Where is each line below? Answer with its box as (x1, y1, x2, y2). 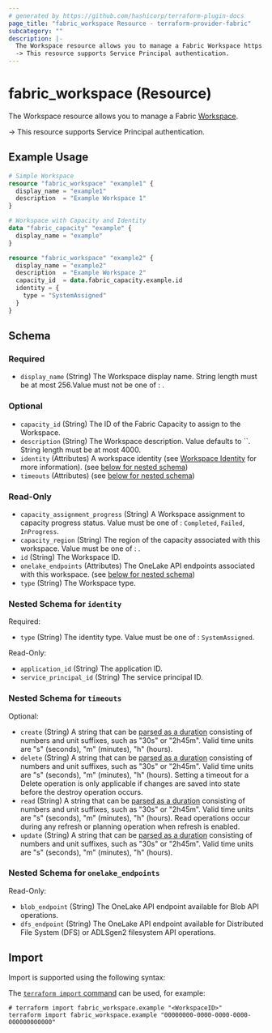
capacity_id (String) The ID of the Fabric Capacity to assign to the (19, 419, 241, 429)
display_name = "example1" (15, 187, 107, 195)
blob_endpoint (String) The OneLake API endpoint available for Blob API (19, 901, 259, 911)
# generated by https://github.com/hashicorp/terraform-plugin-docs (8, 11, 244, 20)
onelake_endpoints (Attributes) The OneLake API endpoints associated (19, 561, 255, 570)
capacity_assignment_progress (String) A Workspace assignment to (19, 509, 245, 519)
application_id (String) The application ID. (19, 664, 164, 673)
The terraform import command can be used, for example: (8, 988, 206, 997)
